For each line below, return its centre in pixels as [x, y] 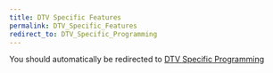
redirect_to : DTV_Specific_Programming [83, 34]
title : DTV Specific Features [66, 17]
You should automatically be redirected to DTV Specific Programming [137, 60]
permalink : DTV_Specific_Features [74, 26]
